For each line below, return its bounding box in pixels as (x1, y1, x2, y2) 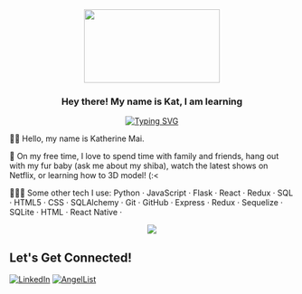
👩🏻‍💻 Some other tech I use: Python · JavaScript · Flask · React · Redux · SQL (9, 187, 294, 198)
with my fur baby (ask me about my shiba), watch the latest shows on (9, 160, 269, 171)
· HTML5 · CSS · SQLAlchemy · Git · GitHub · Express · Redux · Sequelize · (9, 197, 283, 208)
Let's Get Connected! (9, 250, 133, 265)
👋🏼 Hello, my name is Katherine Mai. (9, 133, 145, 144)
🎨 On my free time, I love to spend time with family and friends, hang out (9, 151, 279, 162)
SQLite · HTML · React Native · (9, 207, 123, 218)
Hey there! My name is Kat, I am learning (61, 95, 243, 108)
